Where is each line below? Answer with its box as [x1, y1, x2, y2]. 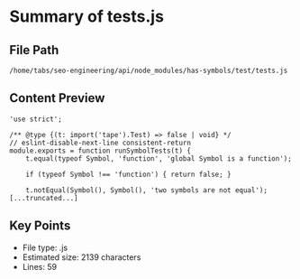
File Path [9, 42, 59, 58]
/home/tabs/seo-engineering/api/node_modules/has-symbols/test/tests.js [9, 66, 288, 75]
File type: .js [22, 242, 68, 253]
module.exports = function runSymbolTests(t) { [9, 146, 192, 155]
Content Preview [9, 90, 105, 106]
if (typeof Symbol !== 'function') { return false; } [25, 170, 232, 179]
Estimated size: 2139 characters [22, 251, 141, 263]
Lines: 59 [22, 261, 57, 272]
